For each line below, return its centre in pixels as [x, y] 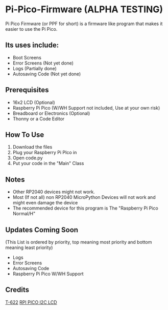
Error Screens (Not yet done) [43, 63]
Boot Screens [27, 57]
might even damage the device [45, 203]
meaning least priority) [29, 247]
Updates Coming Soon [42, 230]
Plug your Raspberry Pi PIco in [45, 153]
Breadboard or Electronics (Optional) [51, 113]
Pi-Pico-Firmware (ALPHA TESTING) [84, 9]
